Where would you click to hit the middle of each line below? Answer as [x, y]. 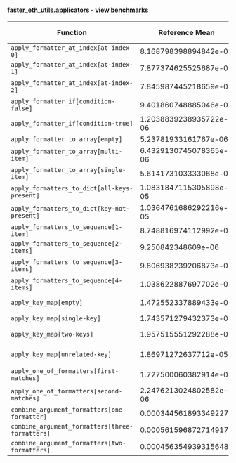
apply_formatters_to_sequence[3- [67, 262]
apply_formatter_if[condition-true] [72, 124]
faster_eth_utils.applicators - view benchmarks [78, 10]
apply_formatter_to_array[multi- [67, 152]
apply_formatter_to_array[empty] [67, 139]
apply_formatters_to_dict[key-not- [70, 209]
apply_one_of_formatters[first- [65, 371]
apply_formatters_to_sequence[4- [67, 281]
